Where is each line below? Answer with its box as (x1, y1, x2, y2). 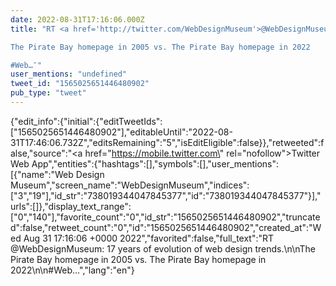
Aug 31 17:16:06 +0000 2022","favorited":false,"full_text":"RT (23, 232, 275, 244)
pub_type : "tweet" (10, 88, 87, 98)
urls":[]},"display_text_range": (10, 200, 132, 212)
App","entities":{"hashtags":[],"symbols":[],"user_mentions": (31, 157, 280, 170)
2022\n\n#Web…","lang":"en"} (10, 264, 135, 276)
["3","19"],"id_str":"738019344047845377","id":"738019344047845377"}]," (10, 189, 322, 201)
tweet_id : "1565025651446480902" (10, 79, 150, 89)
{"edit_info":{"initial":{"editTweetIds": (10, 115, 163, 127)
